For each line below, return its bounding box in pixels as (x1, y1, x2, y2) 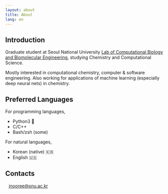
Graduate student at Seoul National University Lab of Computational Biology (5, 49, 163, 55)
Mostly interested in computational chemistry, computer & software (5, 69, 145, 76)
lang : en (5, 17, 24, 22)
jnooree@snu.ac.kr (8, 183, 48, 189)
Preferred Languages (5, 95, 74, 104)
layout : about (5, 7, 35, 13)
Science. (5, 60, 24, 66)
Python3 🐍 (12, 119, 35, 124)
